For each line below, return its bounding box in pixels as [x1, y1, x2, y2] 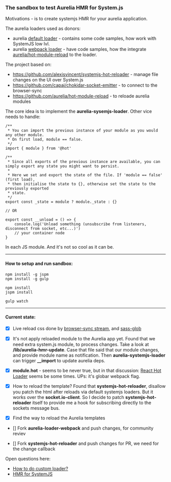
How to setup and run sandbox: [5, 260, 73, 266]
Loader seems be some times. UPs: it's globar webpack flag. [12, 373, 140, 379]
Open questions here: [5, 456, 51, 462]
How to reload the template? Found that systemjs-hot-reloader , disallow [12, 383, 166, 389]
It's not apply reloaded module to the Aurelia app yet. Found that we [12, 335, 156, 341]
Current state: [5, 314, 36, 320]
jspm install [5, 289, 33, 294]
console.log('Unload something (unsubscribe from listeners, [14, 222, 147, 227]
